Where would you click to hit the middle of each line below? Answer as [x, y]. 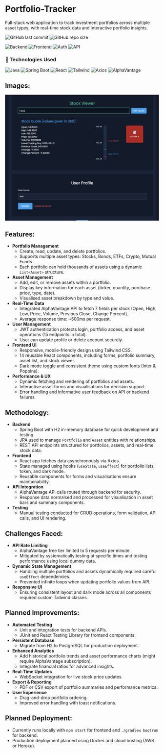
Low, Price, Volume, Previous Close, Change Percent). [74, 314]
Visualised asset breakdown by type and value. [67, 298]
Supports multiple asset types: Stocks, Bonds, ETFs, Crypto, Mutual [88, 256]
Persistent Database [33, 640]
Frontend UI [24, 345]
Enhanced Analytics [33, 651]
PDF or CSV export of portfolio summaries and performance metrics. [88, 687]
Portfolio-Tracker [41, 9]
